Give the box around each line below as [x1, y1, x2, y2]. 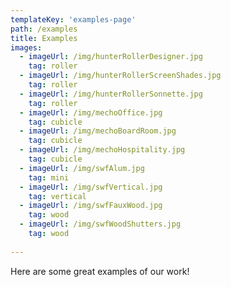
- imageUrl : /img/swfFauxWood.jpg [19, 201, 163, 211]
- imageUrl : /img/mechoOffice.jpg [19, 107, 163, 118]
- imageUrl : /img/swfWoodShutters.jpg [19, 219, 182, 230]
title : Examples [10, 33, 78, 43]
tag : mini [28, 172, 70, 183]
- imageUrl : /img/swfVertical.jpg [19, 182, 163, 192]
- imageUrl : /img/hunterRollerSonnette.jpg [19, 89, 203, 99]
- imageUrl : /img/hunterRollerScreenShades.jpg [19, 71, 222, 81]
